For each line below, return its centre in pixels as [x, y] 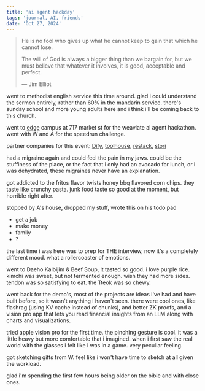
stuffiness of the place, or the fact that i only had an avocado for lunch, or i [101, 165]
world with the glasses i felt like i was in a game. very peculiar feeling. [95, 346]
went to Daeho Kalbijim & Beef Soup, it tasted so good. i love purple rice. [98, 269]
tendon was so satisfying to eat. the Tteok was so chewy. [79, 282]
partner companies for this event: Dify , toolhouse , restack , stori [86, 146]
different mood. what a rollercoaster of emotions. [68, 258]
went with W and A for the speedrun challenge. [66, 134]
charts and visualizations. [39, 320]
